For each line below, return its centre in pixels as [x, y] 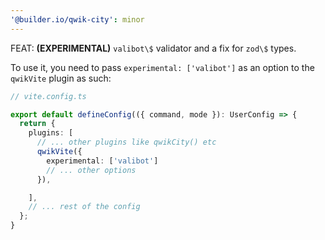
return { [37, 124]
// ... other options [91, 170]
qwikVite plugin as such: [61, 78]
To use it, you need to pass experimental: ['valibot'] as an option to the [162, 67]
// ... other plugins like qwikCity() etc [126, 142]
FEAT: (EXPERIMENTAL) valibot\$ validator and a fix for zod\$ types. [153, 48]
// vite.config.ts [48, 96]
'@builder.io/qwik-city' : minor [77, 19]
